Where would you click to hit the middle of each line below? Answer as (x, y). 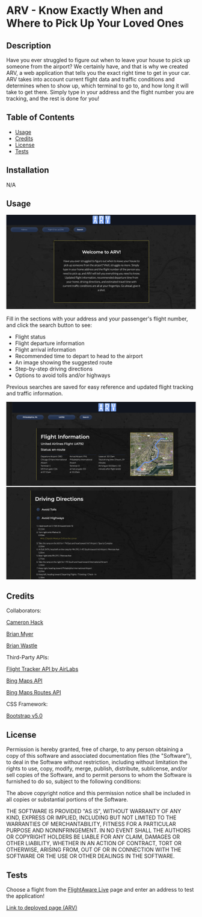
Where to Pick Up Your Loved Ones (95, 23)
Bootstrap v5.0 (25, 716)
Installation (28, 170)
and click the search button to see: (49, 325)
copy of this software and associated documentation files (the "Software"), (99, 756)
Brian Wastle (22, 646)
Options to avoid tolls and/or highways (63, 375)
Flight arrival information (45, 350)
